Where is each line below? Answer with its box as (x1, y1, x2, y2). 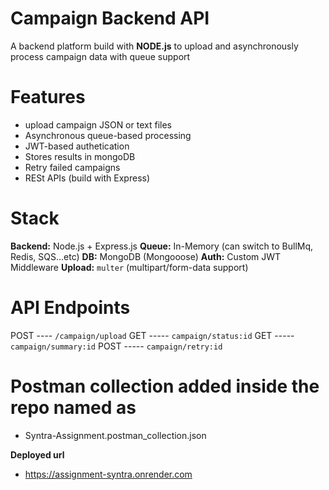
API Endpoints (10, 297, 131, 319)
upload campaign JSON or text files (24, 118, 172, 131)
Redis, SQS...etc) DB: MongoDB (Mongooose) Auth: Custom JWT (10, 250, 282, 262)
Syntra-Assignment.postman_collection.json (24, 429, 207, 441)
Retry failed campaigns (24, 161, 121, 173)
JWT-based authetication (24, 140, 130, 152)
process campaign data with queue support (10, 50, 191, 62)
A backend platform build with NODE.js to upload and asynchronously (10, 40, 299, 52)
